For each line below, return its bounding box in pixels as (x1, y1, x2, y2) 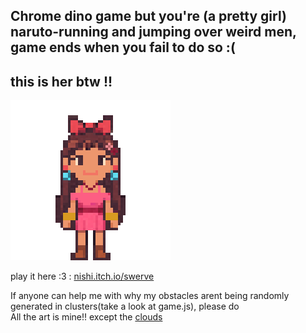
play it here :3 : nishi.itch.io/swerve (10, 270, 155, 283)
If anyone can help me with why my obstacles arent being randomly (10, 290, 290, 302)
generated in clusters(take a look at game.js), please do (10, 300, 240, 313)
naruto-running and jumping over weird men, (10, 24, 297, 41)
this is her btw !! (10, 73, 113, 90)
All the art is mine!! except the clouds (10, 311, 163, 323)
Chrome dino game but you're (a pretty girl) (10, 8, 287, 25)
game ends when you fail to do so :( (10, 39, 236, 56)
